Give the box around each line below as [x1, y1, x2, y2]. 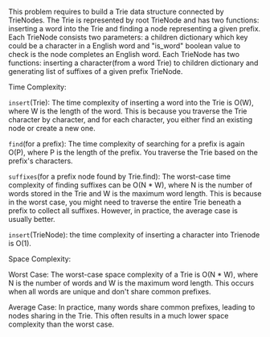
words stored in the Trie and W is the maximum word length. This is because [8, 189, 262, 198]
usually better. [8, 215, 55, 224]
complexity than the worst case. [8, 319, 115, 329]
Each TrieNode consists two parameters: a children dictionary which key [8, 32, 248, 42]
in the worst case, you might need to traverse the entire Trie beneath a [8, 197, 242, 207]
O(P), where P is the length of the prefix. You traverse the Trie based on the [8, 148, 259, 157]
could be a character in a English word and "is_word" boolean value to [8, 41, 241, 51]
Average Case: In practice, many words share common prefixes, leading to [8, 302, 256, 312]
